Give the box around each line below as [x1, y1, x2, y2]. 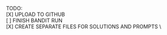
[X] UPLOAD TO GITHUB [6, 11, 65, 18]
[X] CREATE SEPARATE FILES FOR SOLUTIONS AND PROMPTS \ [6, 23, 162, 30]
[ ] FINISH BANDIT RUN [6, 17, 62, 24]
